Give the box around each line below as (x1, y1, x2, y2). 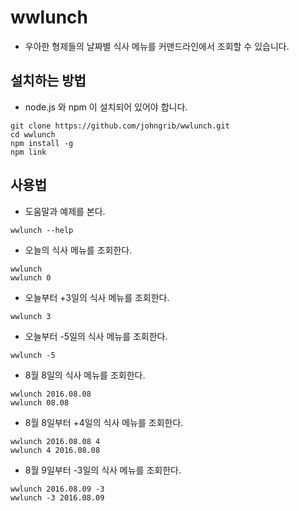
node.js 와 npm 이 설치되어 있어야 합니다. (24, 101, 188, 113)
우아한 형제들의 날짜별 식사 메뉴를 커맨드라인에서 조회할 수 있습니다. (24, 40, 290, 52)
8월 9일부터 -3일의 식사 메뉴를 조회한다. (24, 464, 182, 476)
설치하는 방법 (10, 72, 87, 90)
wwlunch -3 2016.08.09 (10, 492, 105, 503)
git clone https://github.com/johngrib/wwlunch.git (10, 121, 230, 131)
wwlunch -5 (10, 350, 56, 360)
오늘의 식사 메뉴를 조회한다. (24, 244, 133, 256)
